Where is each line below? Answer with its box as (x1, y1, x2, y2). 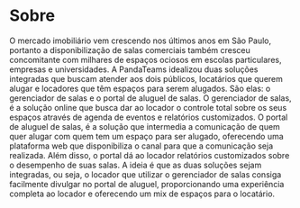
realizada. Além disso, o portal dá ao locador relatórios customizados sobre (9, 149, 290, 160)
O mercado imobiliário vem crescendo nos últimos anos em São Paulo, (9, 35, 272, 46)
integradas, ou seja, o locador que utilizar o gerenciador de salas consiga (9, 168, 282, 180)
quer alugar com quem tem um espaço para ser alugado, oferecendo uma (9, 131, 284, 141)
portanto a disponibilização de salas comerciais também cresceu (9, 44, 250, 55)
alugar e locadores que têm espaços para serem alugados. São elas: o (9, 83, 271, 94)
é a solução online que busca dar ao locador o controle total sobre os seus (9, 102, 287, 113)
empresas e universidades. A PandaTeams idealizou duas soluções (9, 64, 259, 75)
